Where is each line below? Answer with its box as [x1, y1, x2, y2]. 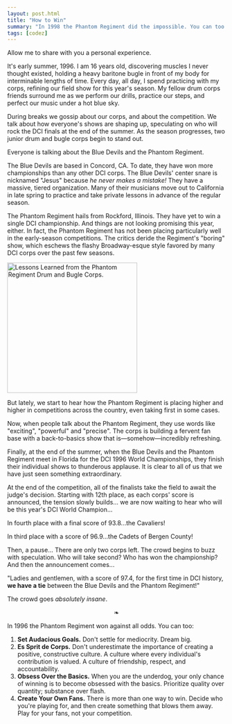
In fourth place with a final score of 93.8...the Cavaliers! [7, 519, 166, 527]
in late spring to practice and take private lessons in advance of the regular [7, 191, 222, 199]
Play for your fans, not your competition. [17, 709, 133, 718]
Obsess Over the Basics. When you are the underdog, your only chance [17, 672, 224, 681]
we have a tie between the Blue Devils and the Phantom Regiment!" [7, 582, 200, 590]
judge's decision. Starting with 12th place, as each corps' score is [7, 491, 195, 499]
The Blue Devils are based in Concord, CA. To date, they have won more [7, 161, 213, 170]
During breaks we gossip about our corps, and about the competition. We [7, 113, 217, 121]
